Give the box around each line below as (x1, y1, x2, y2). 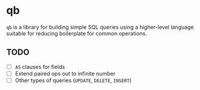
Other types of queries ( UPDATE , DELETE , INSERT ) (15, 76, 132, 84)
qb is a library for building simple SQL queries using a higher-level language (6, 23, 195, 31)
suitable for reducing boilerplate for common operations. (6, 29, 147, 37)
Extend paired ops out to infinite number (15, 70, 116, 77)
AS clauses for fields (15, 63, 65, 70)
